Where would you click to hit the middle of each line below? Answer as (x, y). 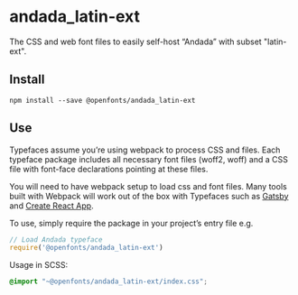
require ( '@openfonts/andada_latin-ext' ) (87, 248)
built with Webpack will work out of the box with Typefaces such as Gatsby (149, 196)
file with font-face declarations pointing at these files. (109, 169)
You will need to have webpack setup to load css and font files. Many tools (148, 186)
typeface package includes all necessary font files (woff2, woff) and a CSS (149, 159)
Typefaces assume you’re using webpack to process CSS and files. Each (145, 150)
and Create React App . (51, 206)
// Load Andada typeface (56, 240)
